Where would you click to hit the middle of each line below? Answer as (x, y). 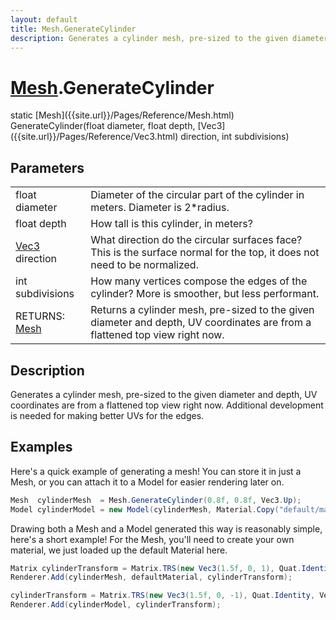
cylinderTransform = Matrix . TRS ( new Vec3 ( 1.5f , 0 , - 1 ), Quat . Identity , (163, 596)
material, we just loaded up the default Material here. (119, 550)
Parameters (47, 167)
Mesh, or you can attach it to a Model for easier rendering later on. (147, 482)
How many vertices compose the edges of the (199, 281)
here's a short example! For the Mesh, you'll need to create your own (152, 539)
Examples (41, 447)
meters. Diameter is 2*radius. (160, 208)
